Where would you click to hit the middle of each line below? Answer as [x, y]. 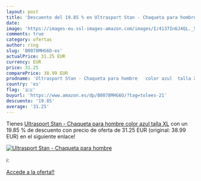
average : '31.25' [28, 106]
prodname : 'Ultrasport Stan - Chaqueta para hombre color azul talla [99, 79]
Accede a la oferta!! [31, 172]
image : [14, 28]
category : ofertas [29, 40]
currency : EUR [24, 62]
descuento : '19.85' [31, 101]
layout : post [22, 12]
